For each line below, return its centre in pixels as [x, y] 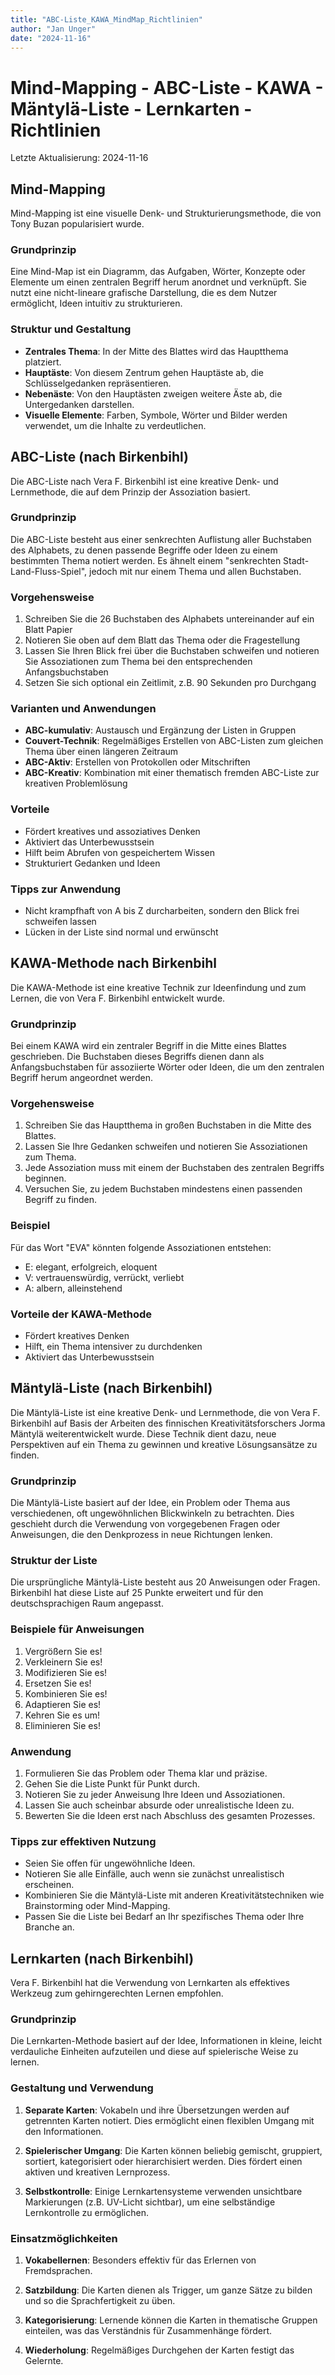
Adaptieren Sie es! [63, 1704]
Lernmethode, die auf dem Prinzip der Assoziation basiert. [130, 492]
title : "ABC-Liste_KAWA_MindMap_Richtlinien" [106, 19]
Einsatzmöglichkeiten [64, 2238]
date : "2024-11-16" [51, 38]
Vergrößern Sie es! [63, 1651]
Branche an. [49, 1927]
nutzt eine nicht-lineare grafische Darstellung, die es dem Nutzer [144, 293]
